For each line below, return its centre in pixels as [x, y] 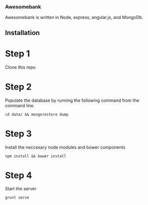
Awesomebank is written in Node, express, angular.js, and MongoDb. [74, 18]
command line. [20, 105]
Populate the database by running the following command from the [72, 100]
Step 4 [19, 175]
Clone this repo [20, 67]
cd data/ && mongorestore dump [37, 114]
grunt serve [17, 198]
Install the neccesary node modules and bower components [65, 147]
